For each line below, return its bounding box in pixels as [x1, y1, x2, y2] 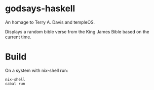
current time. [5, 34, 32, 40]
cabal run [5, 81, 26, 86]
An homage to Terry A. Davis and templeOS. [5, 19, 95, 25]
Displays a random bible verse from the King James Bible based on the [5, 29, 150, 34]
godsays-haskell [5, 3, 76, 14]
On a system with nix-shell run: [5, 67, 68, 73]
